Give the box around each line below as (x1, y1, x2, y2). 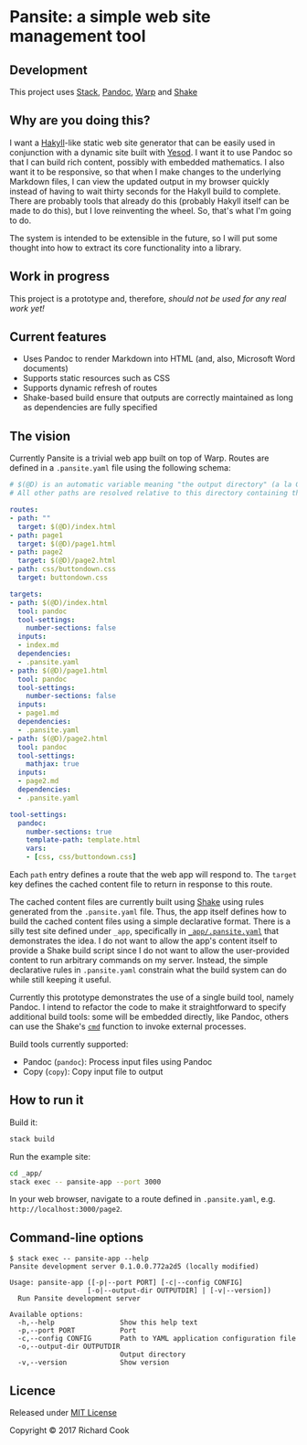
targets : (9, 590, 43, 599)
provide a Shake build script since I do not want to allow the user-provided (9, 945, 290, 956)
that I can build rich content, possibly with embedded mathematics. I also (9, 156, 285, 167)
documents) (22, 363, 69, 374)
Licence (9, 1383, 57, 1398)
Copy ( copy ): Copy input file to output (22, 1067, 164, 1077)
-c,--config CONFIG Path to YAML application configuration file (17, 1334, 297, 1344)
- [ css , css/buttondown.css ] (26, 853, 137, 862)
